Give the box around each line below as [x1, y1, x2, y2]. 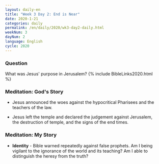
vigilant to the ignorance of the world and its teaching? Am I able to [12, 148, 148, 154]
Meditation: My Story [5, 132, 57, 139]
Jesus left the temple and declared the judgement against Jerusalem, [12, 114, 153, 120]
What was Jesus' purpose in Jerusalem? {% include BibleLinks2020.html [5, 70, 153, 76]
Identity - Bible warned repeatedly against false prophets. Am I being [12, 142, 153, 148]
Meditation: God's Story [5, 88, 64, 95]
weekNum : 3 [5, 30, 27, 35]
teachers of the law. [12, 105, 53, 111]
